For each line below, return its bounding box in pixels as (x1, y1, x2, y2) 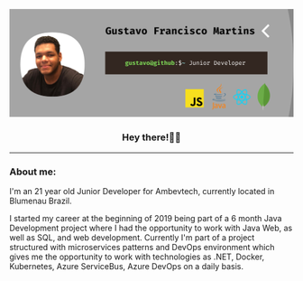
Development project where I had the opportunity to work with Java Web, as (9, 222, 293, 234)
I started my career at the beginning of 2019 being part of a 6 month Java (9, 213, 282, 224)
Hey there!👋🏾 (121, 131, 182, 144)
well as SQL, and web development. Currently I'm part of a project (9, 232, 255, 243)
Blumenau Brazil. (9, 195, 72, 207)
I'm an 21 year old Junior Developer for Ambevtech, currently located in (9, 186, 275, 197)
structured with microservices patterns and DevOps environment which (9, 242, 275, 253)
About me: (9, 165, 57, 178)
